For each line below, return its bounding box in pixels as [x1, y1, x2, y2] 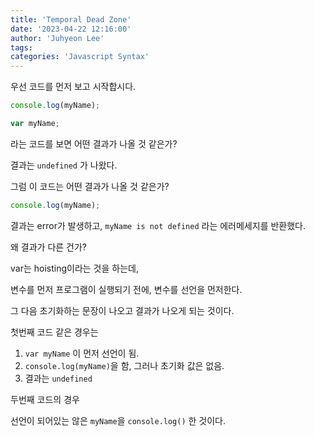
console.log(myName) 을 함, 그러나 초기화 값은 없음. [24, 359, 225, 371]
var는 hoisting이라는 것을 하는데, [10, 262, 139, 274]
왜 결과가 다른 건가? [10, 241, 88, 253]
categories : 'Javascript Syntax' [10, 52, 150, 62]
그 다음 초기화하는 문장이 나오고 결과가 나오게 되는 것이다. [10, 304, 235, 316]
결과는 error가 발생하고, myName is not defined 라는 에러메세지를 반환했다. [10, 219, 306, 231]
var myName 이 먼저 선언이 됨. [24, 347, 140, 359]
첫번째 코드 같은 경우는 [10, 326, 99, 338]
